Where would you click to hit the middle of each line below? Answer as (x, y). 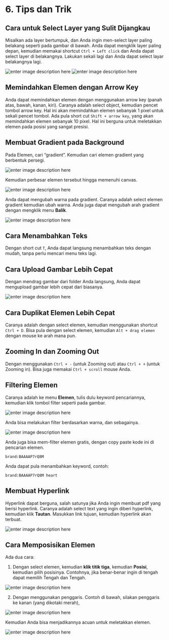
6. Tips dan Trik (38, 9)
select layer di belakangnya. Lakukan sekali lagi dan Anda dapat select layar (85, 56)
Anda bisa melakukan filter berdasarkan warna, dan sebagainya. (72, 422)
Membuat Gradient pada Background (65, 143)
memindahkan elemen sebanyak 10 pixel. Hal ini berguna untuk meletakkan (83, 121)
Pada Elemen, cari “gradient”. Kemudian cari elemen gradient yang (75, 155)
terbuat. (13, 519)
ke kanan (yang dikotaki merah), (46, 603)
